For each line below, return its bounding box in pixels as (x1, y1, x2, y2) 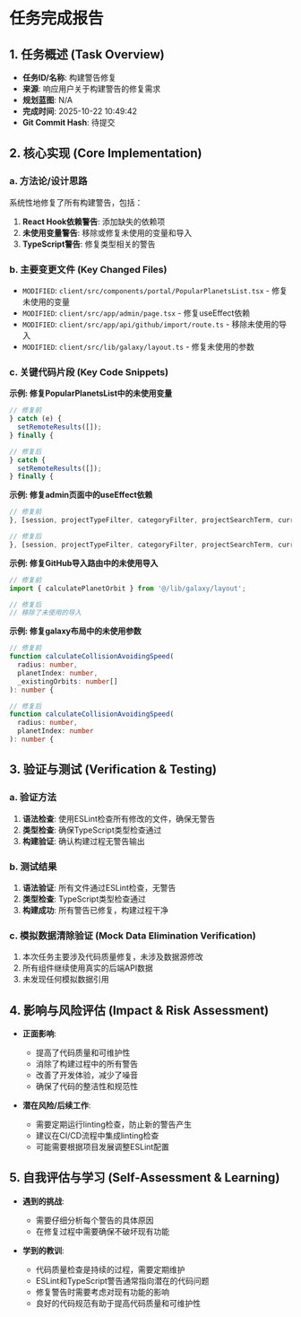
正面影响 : (21, 1028, 56, 1039)
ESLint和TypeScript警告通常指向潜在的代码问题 (35, 1275, 210, 1286)
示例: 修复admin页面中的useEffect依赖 (9, 490, 153, 501)
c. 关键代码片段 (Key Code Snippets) (9, 365, 168, 378)
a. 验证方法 (9, 791, 56, 804)
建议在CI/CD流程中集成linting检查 (35, 1130, 159, 1140)
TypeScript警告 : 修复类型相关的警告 (21, 239, 156, 249)
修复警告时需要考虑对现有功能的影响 (35, 1286, 170, 1297)
